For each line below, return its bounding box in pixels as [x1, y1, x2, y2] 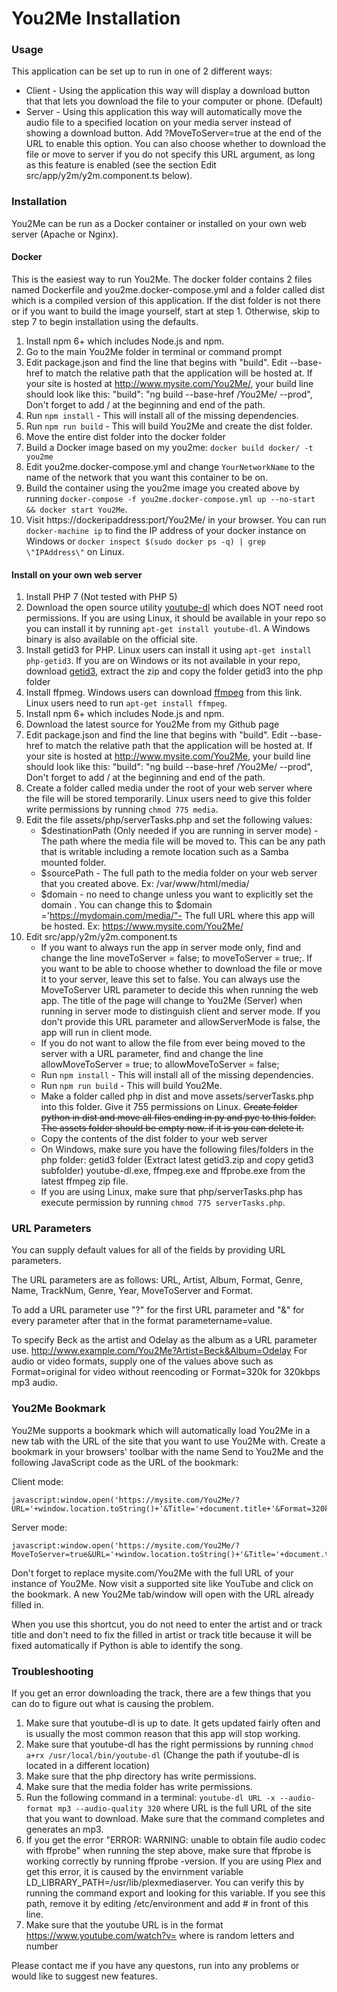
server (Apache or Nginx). [11, 228, 119, 240]
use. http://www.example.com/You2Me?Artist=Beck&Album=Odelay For [11, 1345, 308, 1357]
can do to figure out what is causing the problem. [11, 1698, 214, 1710]
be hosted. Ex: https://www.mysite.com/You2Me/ [40, 920, 244, 932]
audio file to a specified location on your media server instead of [25, 117, 292, 129]
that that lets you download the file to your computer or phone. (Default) [25, 95, 324, 107]
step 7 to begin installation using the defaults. [11, 315, 199, 327]
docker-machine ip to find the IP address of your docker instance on [25, 524, 307, 536]
